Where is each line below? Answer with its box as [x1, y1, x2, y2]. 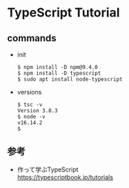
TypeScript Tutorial [7, 5, 120, 21]
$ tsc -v [17, 101, 43, 108]
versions [17, 88, 42, 96]
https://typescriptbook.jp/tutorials [17, 173, 114, 181]
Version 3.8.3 [17, 107, 58, 114]
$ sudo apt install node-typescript [17, 76, 123, 83]
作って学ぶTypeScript [17, 165, 79, 174]
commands [7, 32, 57, 44]
